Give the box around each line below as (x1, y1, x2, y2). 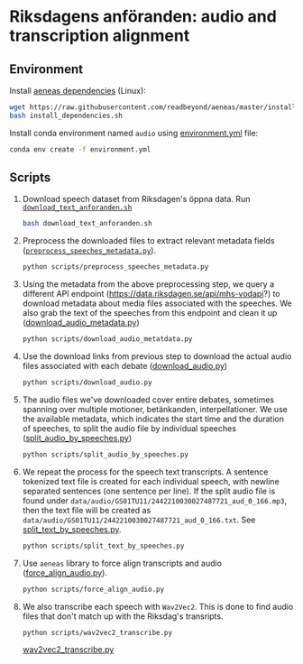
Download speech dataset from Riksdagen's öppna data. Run (22, 194, 251, 205)
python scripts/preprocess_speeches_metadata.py (22, 263, 209, 272)
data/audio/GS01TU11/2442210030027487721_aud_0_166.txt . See (22, 514, 256, 525)
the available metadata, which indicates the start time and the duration (22, 413, 284, 424)
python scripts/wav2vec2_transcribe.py (22, 628, 173, 637)
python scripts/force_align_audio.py (22, 585, 165, 594)
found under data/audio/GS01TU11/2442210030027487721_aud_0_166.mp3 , (22, 494, 287, 506)
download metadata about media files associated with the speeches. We (22, 298, 292, 309)
